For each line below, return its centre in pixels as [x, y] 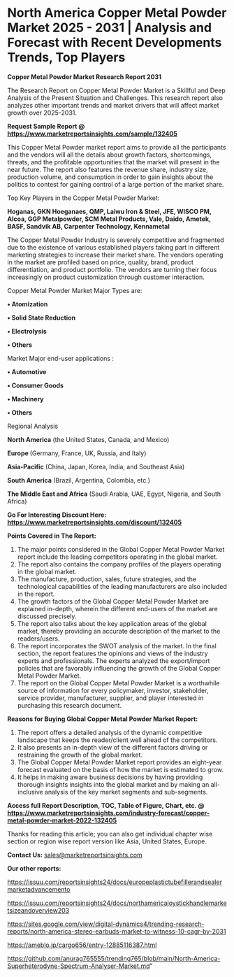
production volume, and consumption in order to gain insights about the [110, 177]
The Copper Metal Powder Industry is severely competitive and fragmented [116, 240]
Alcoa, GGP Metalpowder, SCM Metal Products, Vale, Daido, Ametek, [109, 219]
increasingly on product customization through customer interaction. [106, 277]
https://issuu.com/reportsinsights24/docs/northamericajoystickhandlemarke [117, 903]
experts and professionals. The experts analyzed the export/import [114, 661]
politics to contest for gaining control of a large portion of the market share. [116, 184]
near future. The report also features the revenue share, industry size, [108, 169]
